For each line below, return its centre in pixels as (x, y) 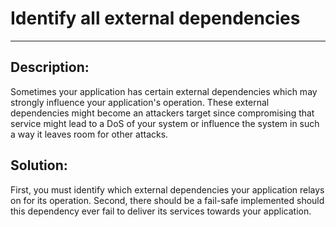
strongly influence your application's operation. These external (140, 102)
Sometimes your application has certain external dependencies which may (164, 91)
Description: (50, 67)
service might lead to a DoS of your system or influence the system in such (165, 123)
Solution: (39, 165)
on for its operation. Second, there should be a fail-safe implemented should (167, 200)
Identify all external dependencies (155, 18)
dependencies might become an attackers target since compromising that (162, 113)
